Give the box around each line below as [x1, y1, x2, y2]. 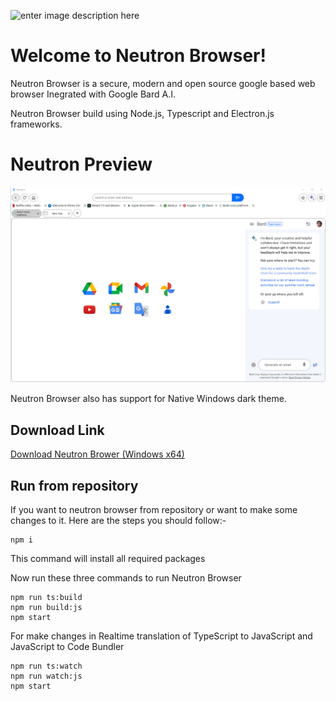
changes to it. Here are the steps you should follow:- [10, 515, 227, 527]
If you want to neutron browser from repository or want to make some [10, 504, 298, 516]
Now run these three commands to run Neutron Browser [10, 572, 242, 584]
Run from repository [10, 477, 139, 494]
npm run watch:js [10, 671, 83, 682]
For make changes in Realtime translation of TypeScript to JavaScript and [10, 630, 313, 642]
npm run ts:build [10, 593, 83, 603]
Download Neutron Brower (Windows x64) [10, 448, 185, 460]
